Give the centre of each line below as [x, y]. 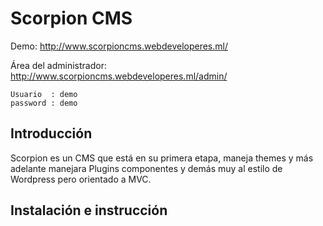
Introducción [51, 133]
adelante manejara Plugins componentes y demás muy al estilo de [146, 168]
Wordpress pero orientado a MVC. [81, 179]
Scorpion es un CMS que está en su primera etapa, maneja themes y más [162, 158]
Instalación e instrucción [89, 210]
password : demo [44, 103]
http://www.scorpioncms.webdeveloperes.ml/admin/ [119, 76]
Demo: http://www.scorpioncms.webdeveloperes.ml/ [119, 46]
